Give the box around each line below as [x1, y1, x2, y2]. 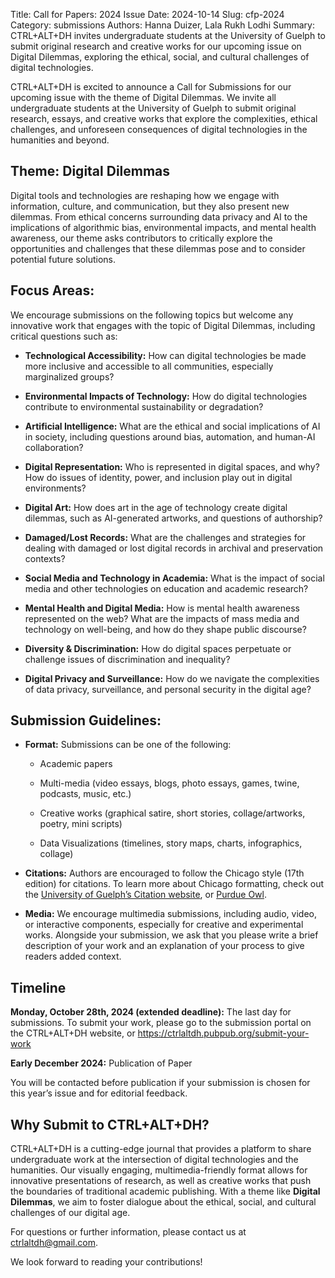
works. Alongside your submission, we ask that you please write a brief [24, 929, 319, 941]
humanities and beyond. [10, 134, 110, 146]
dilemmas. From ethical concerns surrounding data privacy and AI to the [10, 210, 308, 223]
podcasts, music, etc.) [39, 788, 132, 800]
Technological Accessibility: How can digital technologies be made [24, 349, 307, 361]
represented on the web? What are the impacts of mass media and [24, 612, 300, 624]
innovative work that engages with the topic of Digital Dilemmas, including [10, 319, 316, 331]
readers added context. [24, 950, 122, 963]
